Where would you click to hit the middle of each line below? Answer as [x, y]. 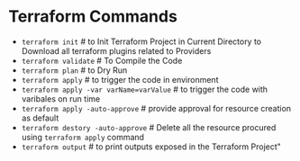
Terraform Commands [93, 17]
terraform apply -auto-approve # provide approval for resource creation [156, 108]
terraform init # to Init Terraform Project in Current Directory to [141, 41]
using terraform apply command [83, 137]
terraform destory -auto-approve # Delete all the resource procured [149, 127]
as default [40, 118]
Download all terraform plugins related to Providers [116, 50]
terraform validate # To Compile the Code [102, 60]
